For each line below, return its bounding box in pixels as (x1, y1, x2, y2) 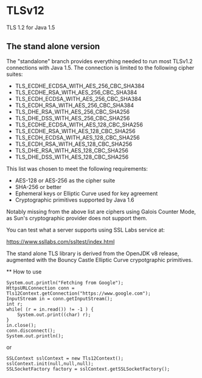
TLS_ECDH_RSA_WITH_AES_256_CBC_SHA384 (15, 101, 134, 109)
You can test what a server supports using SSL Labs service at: (6, 226, 165, 233)
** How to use (6, 268, 42, 275)
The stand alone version (6, 41, 100, 52)
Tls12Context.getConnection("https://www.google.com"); (6, 290, 151, 297)
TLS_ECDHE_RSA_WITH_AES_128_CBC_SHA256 (15, 127, 136, 134)
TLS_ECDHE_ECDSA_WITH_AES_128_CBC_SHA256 (15, 121, 143, 128)
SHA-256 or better (15, 183, 62, 190)
